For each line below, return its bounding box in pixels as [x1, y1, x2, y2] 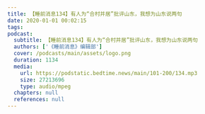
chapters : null [13, 89, 59, 96]
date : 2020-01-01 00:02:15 [7, 17, 87, 24]
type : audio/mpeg [20, 83, 71, 90]
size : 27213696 [20, 76, 65, 84]
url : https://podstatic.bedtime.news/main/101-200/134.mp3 [20, 69, 198, 76]
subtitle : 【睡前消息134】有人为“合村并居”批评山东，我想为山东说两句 [13, 37, 198, 44]
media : [13, 63, 33, 70]
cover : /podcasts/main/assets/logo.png [13, 50, 131, 57]
